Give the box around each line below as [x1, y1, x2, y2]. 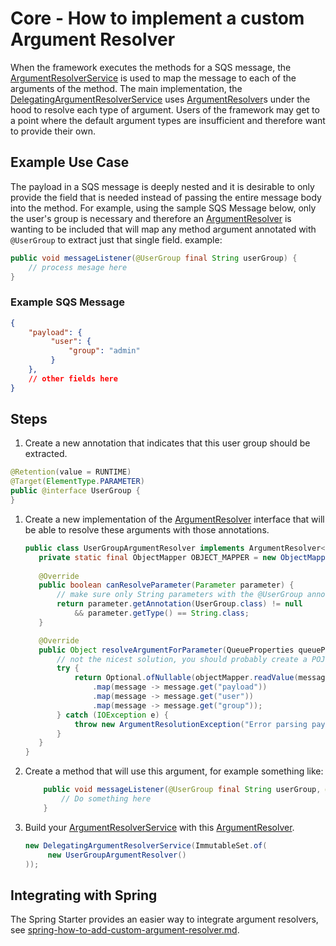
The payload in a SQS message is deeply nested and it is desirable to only [10, 180, 315, 192]
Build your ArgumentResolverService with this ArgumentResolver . [24, 821, 295, 833]
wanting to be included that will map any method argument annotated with [10, 223, 317, 235]
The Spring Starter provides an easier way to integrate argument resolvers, [10, 913, 319, 926]
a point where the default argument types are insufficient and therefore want [10, 114, 326, 126]
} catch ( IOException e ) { [56, 710, 169, 720]
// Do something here [61, 794, 152, 804]
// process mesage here [28, 262, 128, 272]
